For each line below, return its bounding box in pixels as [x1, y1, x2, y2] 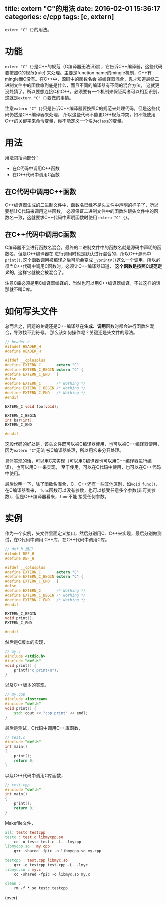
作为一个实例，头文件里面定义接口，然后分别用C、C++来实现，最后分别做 [5, 530, 157, 536]
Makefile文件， [5, 820, 36, 826]
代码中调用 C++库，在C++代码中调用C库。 [21, 537, 110, 543]
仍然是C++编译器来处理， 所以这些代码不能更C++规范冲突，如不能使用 [9, 111, 156, 117]
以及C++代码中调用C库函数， [5, 772, 66, 778]
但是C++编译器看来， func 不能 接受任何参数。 [15, 494, 109, 500]
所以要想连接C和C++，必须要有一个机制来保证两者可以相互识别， [26, 88, 162, 94]
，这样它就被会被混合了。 [14, 269, 66, 276]
